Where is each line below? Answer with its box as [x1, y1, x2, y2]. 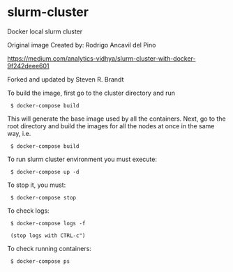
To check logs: [7, 206, 50, 215]
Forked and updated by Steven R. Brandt [7, 75, 124, 84]
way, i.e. [7, 129, 31, 137]
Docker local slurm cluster [7, 27, 83, 36]
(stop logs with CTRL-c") [10, 232, 86, 239]
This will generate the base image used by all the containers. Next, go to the [7, 114, 226, 123]
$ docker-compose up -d [10, 168, 80, 175]
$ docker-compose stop [10, 194, 77, 201]
